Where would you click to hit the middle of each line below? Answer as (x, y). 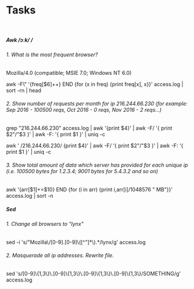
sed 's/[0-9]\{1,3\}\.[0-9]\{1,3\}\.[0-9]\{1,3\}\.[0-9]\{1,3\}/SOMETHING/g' (93, 273)
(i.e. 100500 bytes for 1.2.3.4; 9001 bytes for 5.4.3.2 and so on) (82, 171)
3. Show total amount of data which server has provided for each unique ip (97, 165)
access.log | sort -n (30, 195)
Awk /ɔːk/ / (20, 40)
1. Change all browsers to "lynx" (45, 223)
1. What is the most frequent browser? (52, 54)
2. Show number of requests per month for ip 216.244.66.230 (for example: (97, 104)
